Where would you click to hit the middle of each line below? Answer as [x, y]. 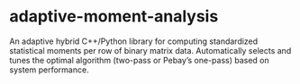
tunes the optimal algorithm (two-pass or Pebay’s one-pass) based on [140, 60]
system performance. [49, 70]
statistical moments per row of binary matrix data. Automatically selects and [150, 50]
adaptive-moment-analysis [114, 17]
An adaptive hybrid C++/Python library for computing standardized [134, 41]
